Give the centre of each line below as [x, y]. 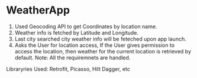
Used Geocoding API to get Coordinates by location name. [86, 26]
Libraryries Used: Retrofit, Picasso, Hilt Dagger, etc [68, 69]
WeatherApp [38, 10]
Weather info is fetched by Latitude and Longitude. [77, 32]
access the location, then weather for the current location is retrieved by [103, 51]
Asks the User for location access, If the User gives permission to [95, 45]
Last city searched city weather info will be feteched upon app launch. [100, 39]
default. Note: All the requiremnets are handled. [72, 57]
